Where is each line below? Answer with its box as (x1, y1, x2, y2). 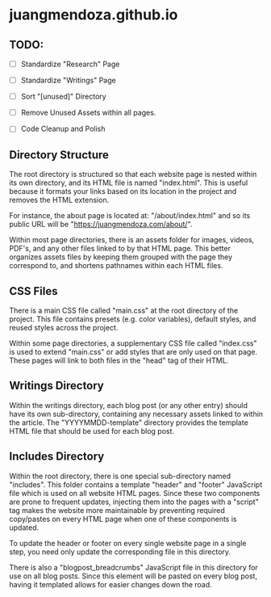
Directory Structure (9, 148, 110, 162)
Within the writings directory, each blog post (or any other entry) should (9, 400, 248, 410)
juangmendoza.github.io (9, 6, 178, 24)
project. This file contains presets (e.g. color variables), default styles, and (9, 313, 256, 324)
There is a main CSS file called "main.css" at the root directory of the (9, 305, 239, 315)
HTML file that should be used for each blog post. (9, 426, 175, 435)
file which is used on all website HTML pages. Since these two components (9, 488, 261, 498)
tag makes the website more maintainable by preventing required (9, 505, 225, 515)
